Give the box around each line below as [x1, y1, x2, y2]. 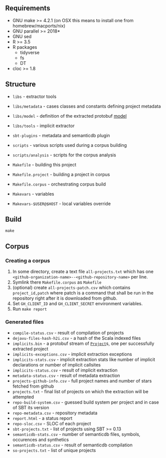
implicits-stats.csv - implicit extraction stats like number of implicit [12, 356, 155, 362]
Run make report [12, 306, 47, 312]
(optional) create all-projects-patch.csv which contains [12, 285, 131, 291]
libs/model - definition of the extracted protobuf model [12, 113, 127, 119]
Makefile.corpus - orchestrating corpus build [12, 181, 106, 187]
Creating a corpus [5, 257, 50, 264]
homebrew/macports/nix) [12, 23, 65, 29]
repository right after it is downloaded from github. [12, 295, 118, 301]
